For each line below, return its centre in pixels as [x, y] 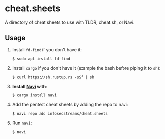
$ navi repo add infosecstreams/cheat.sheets [60, 114]
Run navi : [22, 123]
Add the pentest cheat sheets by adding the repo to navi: [70, 104]
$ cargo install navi [34, 95]
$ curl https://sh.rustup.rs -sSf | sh [53, 77]
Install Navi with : [30, 86]
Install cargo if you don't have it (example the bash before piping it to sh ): [86, 68]
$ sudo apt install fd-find [41, 59]
